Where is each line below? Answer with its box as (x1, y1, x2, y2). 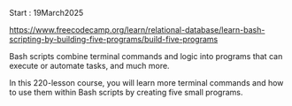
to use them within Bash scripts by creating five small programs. (9, 87, 243, 97)
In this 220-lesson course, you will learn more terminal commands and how (9, 78, 284, 87)
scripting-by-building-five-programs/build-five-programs (9, 34, 219, 44)
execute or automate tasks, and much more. (9, 61, 170, 71)
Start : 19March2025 (9, 8, 84, 18)
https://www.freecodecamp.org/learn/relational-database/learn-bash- (9, 25, 265, 34)
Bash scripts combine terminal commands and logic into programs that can (9, 51, 283, 61)
